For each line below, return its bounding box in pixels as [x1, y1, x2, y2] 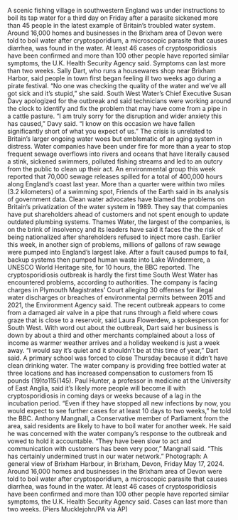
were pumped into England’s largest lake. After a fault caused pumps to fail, [7, 248, 229, 256]
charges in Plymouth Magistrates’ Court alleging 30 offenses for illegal [7, 286, 214, 294]
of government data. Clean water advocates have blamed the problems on [7, 195, 225, 203]
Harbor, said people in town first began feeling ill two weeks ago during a [7, 74, 222, 83]
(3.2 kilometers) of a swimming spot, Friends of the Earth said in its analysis [7, 188, 229, 196]
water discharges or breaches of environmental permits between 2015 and [7, 293, 226, 302]
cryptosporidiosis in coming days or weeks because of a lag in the [7, 391, 202, 400]
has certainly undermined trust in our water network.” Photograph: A [7, 452, 208, 460]
